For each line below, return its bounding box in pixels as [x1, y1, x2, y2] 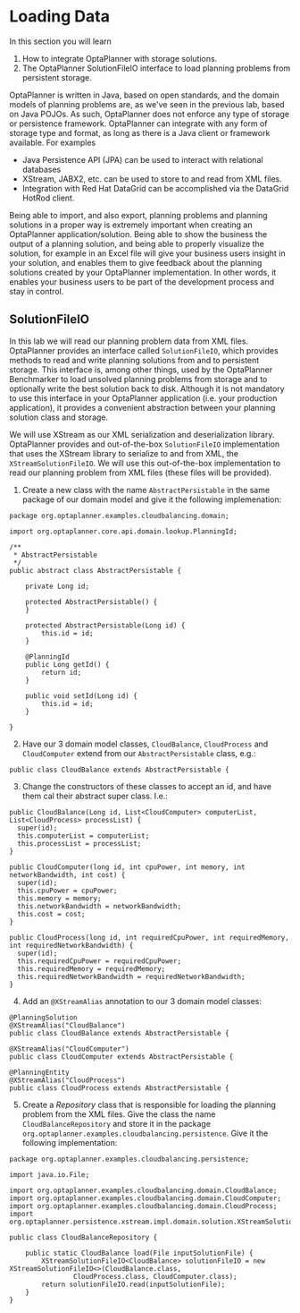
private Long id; [25, 582, 90, 591]
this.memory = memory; [17, 893, 102, 903]
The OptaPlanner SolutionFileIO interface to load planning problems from [21, 63, 291, 73]
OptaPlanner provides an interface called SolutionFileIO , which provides [9, 345, 279, 355]
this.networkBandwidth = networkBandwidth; [17, 901, 181, 910]
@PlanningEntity [9, 1068, 70, 1077]
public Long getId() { [25, 660, 110, 669]
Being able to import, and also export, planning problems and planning [9, 209, 268, 220]
